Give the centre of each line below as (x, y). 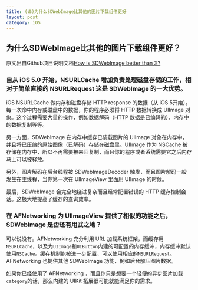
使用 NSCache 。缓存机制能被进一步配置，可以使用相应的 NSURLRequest (88, 253)
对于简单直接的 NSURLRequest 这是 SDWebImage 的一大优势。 (96, 89)
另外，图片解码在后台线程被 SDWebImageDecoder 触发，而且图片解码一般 (97, 172)
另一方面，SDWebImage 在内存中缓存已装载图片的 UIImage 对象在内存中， (97, 137)
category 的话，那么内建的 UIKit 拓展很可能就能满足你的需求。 (81, 281)
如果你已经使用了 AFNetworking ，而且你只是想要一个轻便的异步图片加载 (95, 273)
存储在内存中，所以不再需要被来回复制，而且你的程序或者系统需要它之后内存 (99, 152)
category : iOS (24, 22)
